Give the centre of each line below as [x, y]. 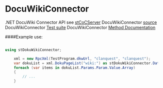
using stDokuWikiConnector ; [33, 50]
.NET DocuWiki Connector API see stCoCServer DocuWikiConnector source [81, 22]
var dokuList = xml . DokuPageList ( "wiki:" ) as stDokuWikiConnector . [83, 63]
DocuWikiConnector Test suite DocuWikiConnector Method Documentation [80, 27]
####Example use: [24, 37]
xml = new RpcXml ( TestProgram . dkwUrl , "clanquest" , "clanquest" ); [82, 59]
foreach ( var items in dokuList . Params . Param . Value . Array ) [75, 68]
